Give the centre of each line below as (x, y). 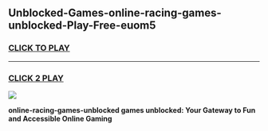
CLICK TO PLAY (39, 48)
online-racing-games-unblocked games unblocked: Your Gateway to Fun (132, 110)
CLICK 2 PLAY (36, 78)
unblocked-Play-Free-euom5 (82, 26)
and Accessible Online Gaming (60, 118)
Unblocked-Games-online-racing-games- (115, 13)
